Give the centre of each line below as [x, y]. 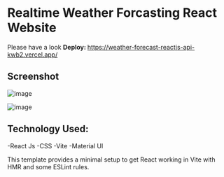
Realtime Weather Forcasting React [112, 13]
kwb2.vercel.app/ [33, 55]
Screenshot [33, 77]
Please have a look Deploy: [47, 47]
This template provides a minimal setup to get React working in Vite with [111, 160]
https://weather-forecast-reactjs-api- [141, 47]
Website [32, 28]
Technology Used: [48, 129]
